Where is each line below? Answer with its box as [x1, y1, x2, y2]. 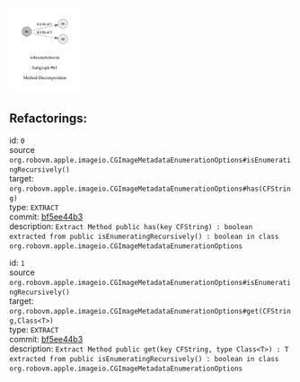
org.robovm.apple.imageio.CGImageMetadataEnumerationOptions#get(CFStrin [9, 306, 292, 315]
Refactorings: [9, 111, 88, 127]
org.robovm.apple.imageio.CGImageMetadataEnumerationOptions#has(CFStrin [9, 184, 292, 193]
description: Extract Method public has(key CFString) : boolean [9, 220, 253, 231]
